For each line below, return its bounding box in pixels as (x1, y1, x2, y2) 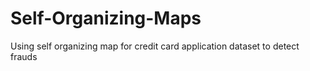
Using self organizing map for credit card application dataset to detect (10, 40, 300, 52)
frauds (10, 50, 38, 62)
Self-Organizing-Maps (10, 7, 202, 30)
